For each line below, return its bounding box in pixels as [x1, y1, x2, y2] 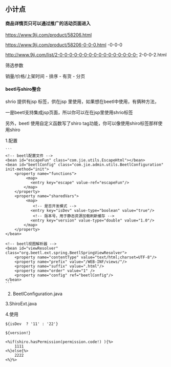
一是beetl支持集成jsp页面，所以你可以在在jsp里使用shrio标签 [5, 109, 133, 115]
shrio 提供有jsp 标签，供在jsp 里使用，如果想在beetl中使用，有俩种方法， [5, 98, 160, 105]
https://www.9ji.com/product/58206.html [5, 32, 92, 38]
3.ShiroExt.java [5, 300, 37, 307]
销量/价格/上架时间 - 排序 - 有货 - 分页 [5, 73, 85, 79]
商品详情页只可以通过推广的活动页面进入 [5, 20, 91, 26]
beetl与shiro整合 [5, 86, 41, 92]
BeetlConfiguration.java [12, 291, 63, 297]
